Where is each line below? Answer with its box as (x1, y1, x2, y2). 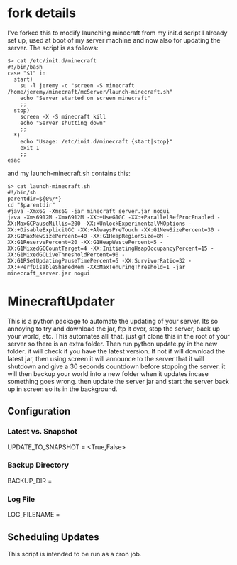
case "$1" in (7, 70, 46, 77)
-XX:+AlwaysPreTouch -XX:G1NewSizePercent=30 (77, 226, 214, 234)
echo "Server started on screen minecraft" (20, 94, 151, 102)
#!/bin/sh (7, 189, 37, 196)
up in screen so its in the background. (7, 385, 118, 393)
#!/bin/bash (7, 63, 43, 70)
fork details (7, 5, 77, 21)
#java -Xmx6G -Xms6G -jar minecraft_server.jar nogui (7, 207, 170, 214)
